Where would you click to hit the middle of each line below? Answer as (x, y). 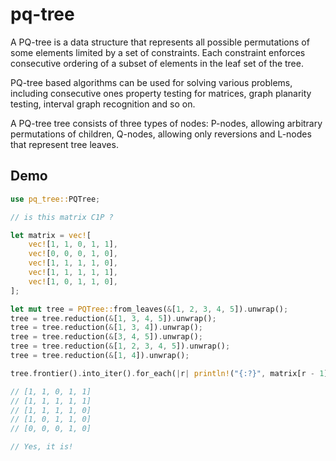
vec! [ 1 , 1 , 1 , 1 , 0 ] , (73, 263)
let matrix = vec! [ (51, 235)
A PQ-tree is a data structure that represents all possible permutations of (160, 42)
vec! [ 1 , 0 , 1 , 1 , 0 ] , (73, 281)
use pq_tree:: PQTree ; (55, 199)
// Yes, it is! (42, 447)
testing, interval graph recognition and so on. (103, 104)
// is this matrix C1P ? (62, 217)
